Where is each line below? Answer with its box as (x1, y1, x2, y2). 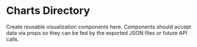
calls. (6, 35, 20, 42)
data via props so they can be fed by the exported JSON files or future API (6, 29, 188, 36)
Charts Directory (6, 4, 91, 17)
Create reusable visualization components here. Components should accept (6, 23, 191, 30)
